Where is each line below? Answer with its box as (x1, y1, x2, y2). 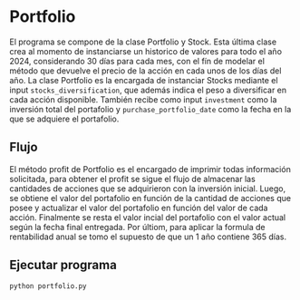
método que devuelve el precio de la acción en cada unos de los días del (9, 65, 282, 76)
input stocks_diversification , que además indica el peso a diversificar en (9, 84, 287, 95)
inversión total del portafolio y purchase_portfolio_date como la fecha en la (9, 103, 292, 114)
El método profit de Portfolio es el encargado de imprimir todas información (9, 163, 292, 174)
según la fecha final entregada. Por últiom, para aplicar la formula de (9, 221, 266, 232)
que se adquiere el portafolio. (9, 113, 120, 124)
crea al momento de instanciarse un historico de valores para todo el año (9, 45, 283, 56)
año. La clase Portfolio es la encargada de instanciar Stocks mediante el (9, 74, 278, 85)
